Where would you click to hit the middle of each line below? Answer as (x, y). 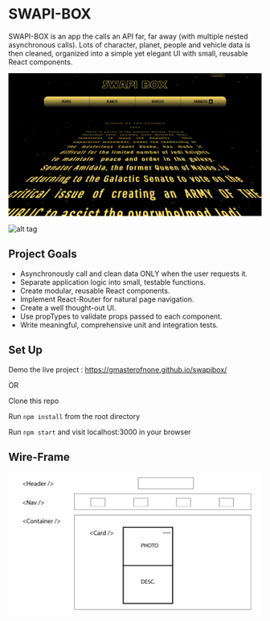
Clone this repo (34, 401)
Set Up (25, 350)
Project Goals (43, 254)
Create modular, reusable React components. (95, 290)
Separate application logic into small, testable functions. (113, 282)
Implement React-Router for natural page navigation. (107, 299)
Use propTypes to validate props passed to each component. (121, 316)
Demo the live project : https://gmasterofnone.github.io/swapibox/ (118, 369)
